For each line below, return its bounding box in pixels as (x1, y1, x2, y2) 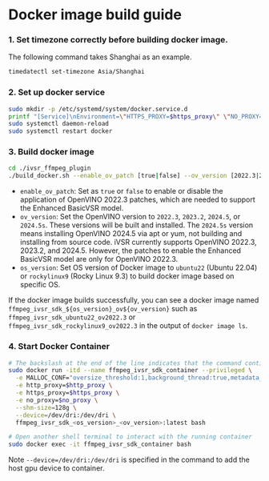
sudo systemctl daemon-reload (8, 120, 110, 128)
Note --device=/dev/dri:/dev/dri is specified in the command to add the (8, 455, 250, 465)
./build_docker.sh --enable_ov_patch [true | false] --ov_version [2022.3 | (8, 172, 260, 180)
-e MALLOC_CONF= (15, 374, 70, 382)
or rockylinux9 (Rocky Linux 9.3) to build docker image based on (19, 271, 235, 281)
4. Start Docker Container (8, 341, 110, 352)
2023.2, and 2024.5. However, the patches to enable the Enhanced (19, 246, 242, 255)
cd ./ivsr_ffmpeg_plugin (8, 164, 91, 173)
